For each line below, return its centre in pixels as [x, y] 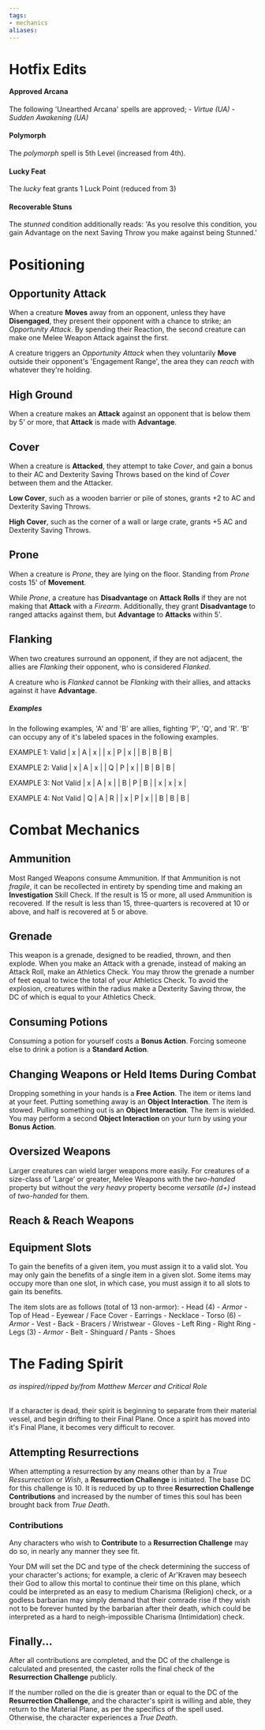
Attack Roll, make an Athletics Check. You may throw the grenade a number [132, 972]
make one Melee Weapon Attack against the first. [89, 338]
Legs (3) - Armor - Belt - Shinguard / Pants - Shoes [92, 1332]
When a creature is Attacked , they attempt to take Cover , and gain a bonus [131, 466]
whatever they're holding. [50, 370]
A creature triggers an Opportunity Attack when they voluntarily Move [123, 353]
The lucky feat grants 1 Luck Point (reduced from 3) [93, 189]
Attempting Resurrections [74, 1452]
